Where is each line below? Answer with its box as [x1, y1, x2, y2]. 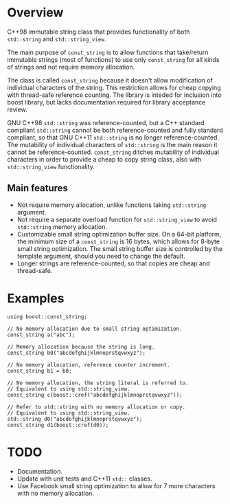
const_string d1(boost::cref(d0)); [7, 421, 109, 428]
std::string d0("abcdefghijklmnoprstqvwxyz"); [7, 415, 143, 422]
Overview [7, 5, 64, 21]
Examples [7, 290, 65, 306]
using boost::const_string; [7, 313, 88, 320]
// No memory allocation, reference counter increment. [7, 361, 170, 369]
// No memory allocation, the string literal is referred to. [7, 380, 189, 386]
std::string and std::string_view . [7, 34, 106, 43]
